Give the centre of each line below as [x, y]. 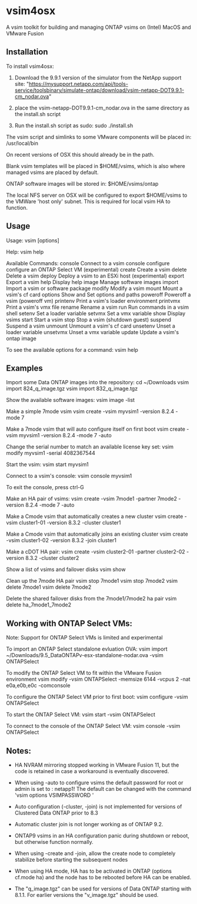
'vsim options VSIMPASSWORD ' [54, 795]
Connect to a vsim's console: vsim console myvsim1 [69, 476]
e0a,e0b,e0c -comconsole [38, 685]
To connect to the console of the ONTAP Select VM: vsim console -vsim [93, 726]
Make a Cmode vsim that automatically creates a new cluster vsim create [95, 516]
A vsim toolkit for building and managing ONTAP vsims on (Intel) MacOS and [98, 27]
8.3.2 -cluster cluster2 [52, 558]
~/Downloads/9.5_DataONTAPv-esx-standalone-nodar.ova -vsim [85, 655]
